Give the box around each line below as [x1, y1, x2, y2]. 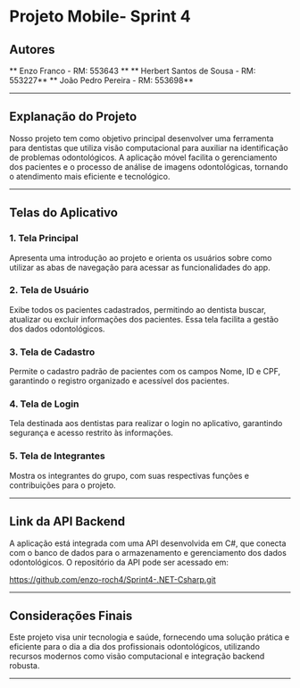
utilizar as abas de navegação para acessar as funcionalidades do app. [9, 262, 271, 273]
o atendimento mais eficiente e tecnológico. [9, 171, 171, 181]
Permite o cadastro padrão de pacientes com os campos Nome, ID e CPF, [9, 366, 281, 377]
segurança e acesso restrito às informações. [9, 427, 174, 439]
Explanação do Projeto [9, 109, 137, 124]
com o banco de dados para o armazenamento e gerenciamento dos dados [9, 547, 287, 558]
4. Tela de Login [9, 398, 79, 410]
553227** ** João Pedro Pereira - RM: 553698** [9, 75, 194, 86]
